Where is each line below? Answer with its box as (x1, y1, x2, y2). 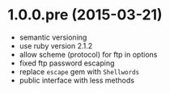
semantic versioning (19, 32, 87, 42)
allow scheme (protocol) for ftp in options (19, 49, 158, 59)
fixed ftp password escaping (19, 58, 115, 68)
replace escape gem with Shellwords (19, 66, 139, 76)
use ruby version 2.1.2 (19, 40, 93, 50)
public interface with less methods (19, 75, 135, 85)
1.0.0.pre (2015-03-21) (7, 6, 163, 24)
